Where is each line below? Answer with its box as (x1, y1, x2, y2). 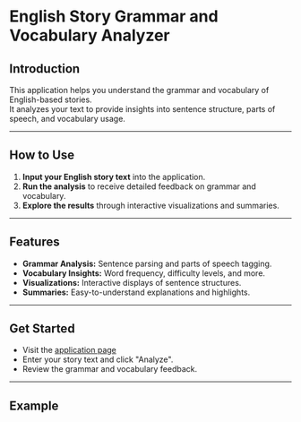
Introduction (9, 61, 81, 76)
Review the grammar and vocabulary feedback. (21, 364, 198, 375)
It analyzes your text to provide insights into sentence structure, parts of (9, 104, 276, 114)
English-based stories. (9, 94, 92, 105)
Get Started (9, 321, 75, 337)
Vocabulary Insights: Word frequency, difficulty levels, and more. (21, 267, 266, 279)
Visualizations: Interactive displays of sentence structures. (21, 277, 242, 288)
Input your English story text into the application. (21, 171, 206, 182)
